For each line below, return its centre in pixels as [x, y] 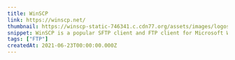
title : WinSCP [28, 13]
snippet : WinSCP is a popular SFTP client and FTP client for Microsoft [115, 33]
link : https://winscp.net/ [47, 20]
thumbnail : [23, 26]
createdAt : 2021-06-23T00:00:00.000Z [62, 46]
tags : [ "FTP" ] [28, 39]
